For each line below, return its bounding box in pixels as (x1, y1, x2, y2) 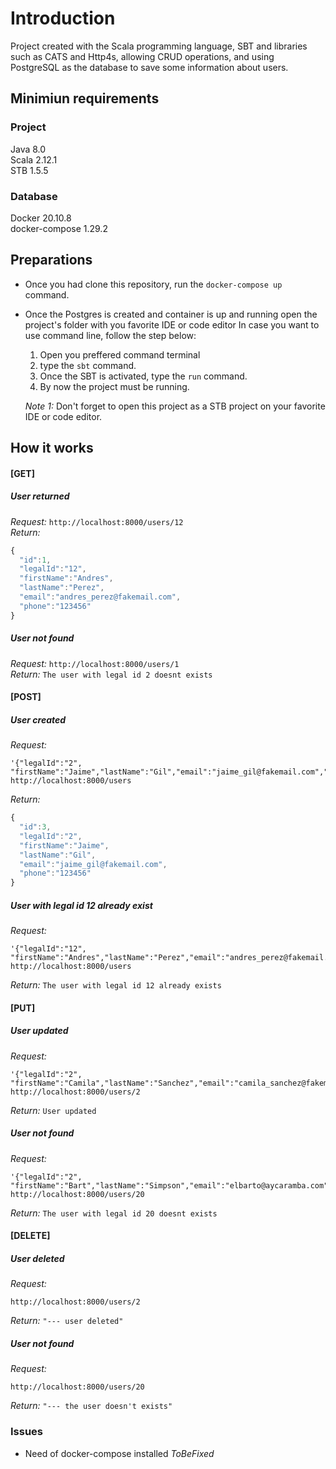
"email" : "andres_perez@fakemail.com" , (19, 592, 182, 602)
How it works (10, 440, 94, 457)
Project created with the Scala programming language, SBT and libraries (10, 40, 308, 52)
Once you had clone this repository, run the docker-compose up (24, 278, 283, 290)
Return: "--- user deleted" (10, 1315, 124, 1327)
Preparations (10, 252, 93, 269)
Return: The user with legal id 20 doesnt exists (10, 1207, 218, 1219)
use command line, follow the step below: (24, 329, 197, 341)
